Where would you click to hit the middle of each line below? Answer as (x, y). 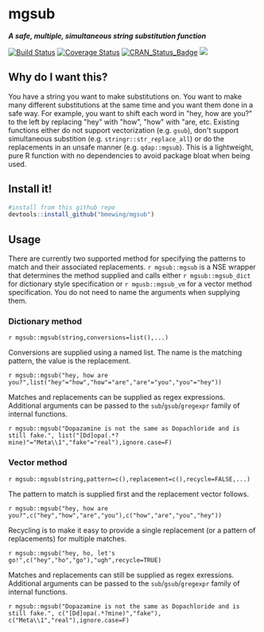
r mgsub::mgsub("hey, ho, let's (62, 553)
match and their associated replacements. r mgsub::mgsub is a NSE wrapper (132, 267)
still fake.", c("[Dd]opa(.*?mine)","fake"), (85, 613)
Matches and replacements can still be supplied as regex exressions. (121, 575)
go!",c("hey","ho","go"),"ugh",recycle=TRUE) (85, 560)
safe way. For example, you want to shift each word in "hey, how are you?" (130, 113)
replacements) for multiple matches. (68, 538)
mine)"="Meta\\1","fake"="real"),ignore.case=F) (90, 443)
